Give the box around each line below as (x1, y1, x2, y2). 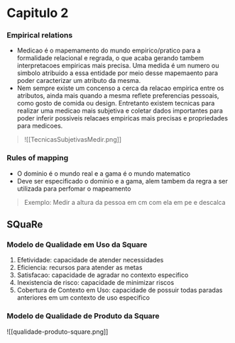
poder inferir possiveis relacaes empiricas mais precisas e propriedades (16, 114, 229, 123)
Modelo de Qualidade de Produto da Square (6, 311, 160, 321)
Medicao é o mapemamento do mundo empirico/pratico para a (16, 46, 201, 55)
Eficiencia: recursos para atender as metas (16, 264, 143, 272)
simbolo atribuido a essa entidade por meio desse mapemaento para (16, 69, 218, 77)
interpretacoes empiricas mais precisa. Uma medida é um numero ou (16, 62, 219, 70)
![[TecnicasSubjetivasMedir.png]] (23, 135, 122, 144)
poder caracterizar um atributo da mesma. (16, 77, 141, 85)
